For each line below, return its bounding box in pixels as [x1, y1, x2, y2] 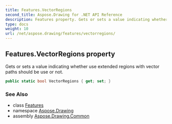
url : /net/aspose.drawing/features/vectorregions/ [5, 31, 116, 36]
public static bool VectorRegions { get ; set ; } [5, 78, 111, 84]
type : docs [5, 21, 29, 27]
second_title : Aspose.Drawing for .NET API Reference [5, 12, 123, 17]
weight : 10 [5, 26, 29, 32]
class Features [12, 102, 44, 108]
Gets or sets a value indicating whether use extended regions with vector [5, 63, 160, 69]
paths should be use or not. [5, 69, 63, 75]
